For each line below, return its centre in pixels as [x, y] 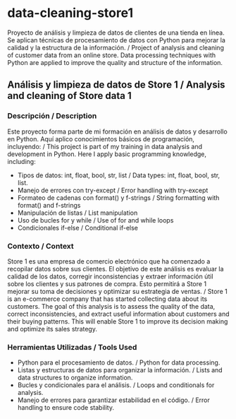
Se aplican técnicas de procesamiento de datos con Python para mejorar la [116, 40]
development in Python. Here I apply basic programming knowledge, [107, 154]
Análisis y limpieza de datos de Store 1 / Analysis [116, 85]
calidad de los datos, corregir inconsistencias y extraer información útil [110, 276]
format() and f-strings [49, 205]
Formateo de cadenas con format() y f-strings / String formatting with [118, 197]
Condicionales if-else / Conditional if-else [78, 228]
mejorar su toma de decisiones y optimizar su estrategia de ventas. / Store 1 [117, 291]
